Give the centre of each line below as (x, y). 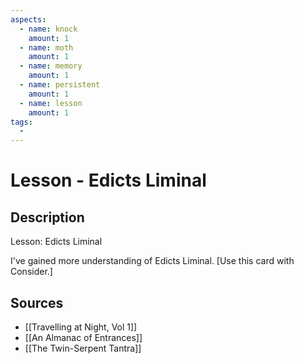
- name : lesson (51, 103)
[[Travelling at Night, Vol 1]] (81, 327)
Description (47, 217)
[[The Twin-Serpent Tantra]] (83, 348)
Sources (37, 302)
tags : (21, 122)
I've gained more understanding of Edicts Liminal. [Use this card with (152, 261)
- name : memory (51, 66)
